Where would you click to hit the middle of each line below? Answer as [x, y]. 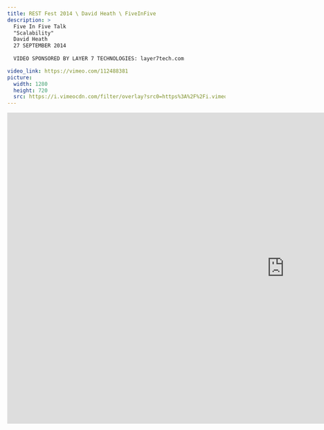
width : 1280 [31, 84]
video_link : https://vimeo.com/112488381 [68, 71]
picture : [20, 77]
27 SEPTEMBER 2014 [40, 46]
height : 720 [31, 91]
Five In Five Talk [40, 26]
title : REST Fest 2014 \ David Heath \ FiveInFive [82, 13]
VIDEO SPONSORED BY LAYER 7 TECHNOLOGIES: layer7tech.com [99, 59]
